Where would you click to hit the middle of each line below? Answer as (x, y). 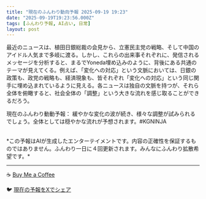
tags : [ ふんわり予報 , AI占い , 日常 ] (48, 23)
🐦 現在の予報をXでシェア (39, 190)
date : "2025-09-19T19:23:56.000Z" (51, 18)
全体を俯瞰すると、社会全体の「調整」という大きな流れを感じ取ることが (97, 93)
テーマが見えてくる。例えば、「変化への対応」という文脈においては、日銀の (101, 70)
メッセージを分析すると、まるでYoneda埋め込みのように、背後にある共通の (102, 62)
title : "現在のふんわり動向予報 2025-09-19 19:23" (67, 12)
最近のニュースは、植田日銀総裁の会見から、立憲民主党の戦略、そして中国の (103, 47)
